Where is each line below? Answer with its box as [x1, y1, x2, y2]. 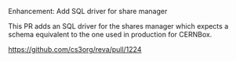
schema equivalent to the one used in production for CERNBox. [8, 30, 212, 39]
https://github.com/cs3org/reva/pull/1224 [8, 45, 142, 53]
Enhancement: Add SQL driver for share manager [8, 7, 168, 15]
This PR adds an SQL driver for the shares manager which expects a [8, 22, 229, 30]
